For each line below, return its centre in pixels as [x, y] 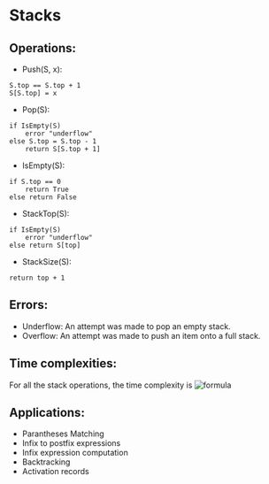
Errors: [29, 305]
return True [47, 189]
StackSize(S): [47, 261]
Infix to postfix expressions [71, 443]
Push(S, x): [42, 69]
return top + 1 [37, 278]
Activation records [56, 472]
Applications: [47, 413]
